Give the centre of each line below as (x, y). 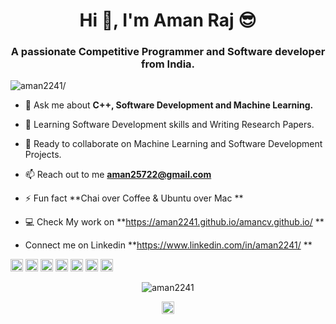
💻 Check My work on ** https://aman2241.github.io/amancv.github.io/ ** (174, 222)
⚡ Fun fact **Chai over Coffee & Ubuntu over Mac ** (134, 198)
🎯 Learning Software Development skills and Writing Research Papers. (169, 125)
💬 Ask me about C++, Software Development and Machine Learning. (169, 105)
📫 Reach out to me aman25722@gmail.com (118, 175)
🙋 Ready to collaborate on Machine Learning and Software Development (173, 144)
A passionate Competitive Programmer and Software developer (168, 52)
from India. (168, 64)
